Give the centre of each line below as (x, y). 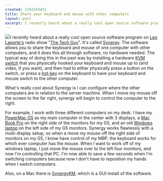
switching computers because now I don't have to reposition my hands (76, 159)
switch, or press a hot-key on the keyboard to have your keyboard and (75, 74)
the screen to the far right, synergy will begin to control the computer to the (81, 98)
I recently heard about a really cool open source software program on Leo (84, 37)
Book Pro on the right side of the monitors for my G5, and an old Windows (79, 123)
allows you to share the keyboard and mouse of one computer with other (78, 48)
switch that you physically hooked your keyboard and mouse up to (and (77, 63)
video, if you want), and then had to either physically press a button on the (79, 68)
